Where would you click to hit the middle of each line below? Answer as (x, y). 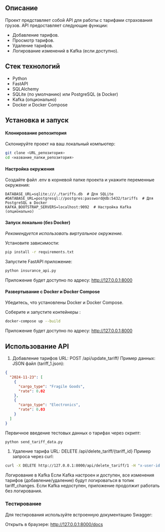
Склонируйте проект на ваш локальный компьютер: (60, 144)
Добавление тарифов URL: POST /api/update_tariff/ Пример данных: (84, 358)
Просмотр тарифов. (33, 40)
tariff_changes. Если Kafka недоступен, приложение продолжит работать (82, 486)
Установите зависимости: (32, 243)
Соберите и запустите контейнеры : (43, 312)
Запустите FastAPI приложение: (39, 262)
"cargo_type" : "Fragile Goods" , (51, 386)
